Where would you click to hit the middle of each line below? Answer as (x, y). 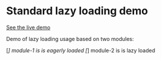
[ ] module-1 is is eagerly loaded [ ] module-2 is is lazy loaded (81, 50)
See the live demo (28, 27)
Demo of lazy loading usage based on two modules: (70, 39)
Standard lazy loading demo (77, 11)
